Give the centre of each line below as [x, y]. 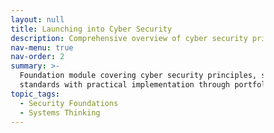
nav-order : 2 [37, 57]
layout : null [37, 19]
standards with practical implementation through [125, 85]
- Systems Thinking [60, 112]
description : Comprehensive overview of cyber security [129, 38]
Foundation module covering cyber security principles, [138, 76]
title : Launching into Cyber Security [91, 29]
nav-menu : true [42, 47]
